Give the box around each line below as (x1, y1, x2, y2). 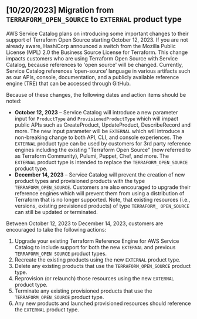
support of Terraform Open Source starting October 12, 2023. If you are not (6, 36, 189, 43)
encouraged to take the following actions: (6, 226, 107, 233)
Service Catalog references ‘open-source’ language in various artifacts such (6, 67, 191, 74)
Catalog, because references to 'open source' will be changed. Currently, (6, 61, 184, 68)
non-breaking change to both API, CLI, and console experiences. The (14, 134, 182, 141)
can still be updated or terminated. (14, 208, 98, 215)
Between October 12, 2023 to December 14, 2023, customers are (6, 220, 164, 227)
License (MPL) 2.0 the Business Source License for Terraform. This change (6, 49, 188, 56)
